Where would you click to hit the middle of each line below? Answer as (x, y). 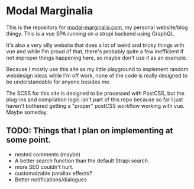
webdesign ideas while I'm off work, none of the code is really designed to (97, 75)
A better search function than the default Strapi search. (82, 161)
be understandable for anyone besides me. (59, 82)
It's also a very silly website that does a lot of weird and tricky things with (95, 45)
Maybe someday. (27, 112)
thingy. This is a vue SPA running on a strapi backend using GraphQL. (91, 33)
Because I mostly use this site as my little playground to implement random (97, 69)
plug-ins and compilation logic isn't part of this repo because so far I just (95, 100)
